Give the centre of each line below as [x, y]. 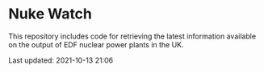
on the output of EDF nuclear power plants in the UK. [96, 44]
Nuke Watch [50, 14]
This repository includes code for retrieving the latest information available [132, 36]
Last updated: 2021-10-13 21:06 [61, 60]
